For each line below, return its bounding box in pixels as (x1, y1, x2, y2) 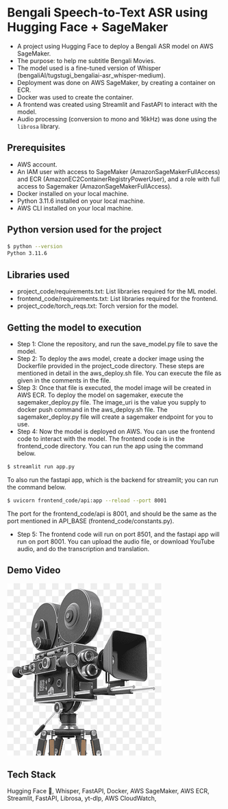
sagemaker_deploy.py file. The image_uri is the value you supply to (16, 398, 207, 406)
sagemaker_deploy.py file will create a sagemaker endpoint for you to (16, 413, 214, 421)
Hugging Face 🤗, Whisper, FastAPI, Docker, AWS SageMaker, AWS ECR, (7, 787, 210, 795)
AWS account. (16, 160, 58, 169)
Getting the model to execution (7, 322, 142, 333)
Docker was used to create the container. (16, 93, 134, 101)
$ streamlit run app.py (7, 463, 75, 470)
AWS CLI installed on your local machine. (16, 204, 134, 212)
